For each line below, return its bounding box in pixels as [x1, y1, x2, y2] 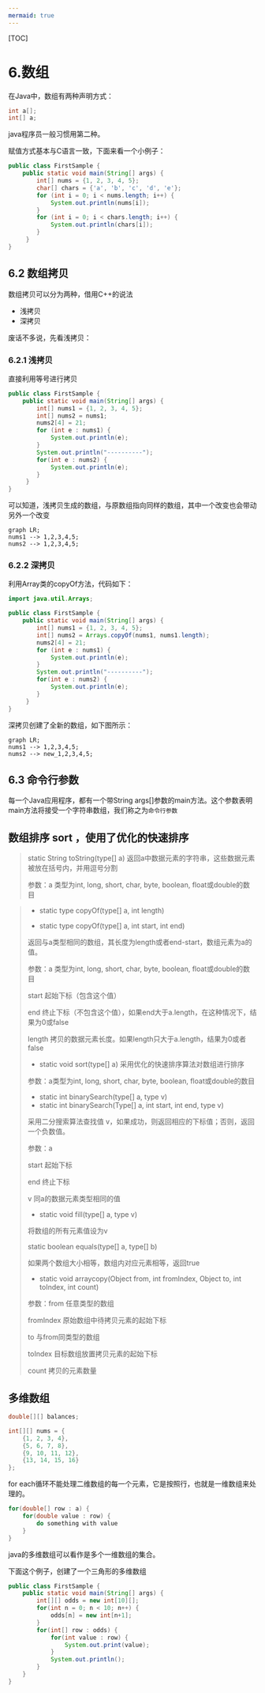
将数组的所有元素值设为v [27, 1226, 108, 1236]
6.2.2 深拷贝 [8, 560, 55, 571]
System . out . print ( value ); [64, 1641, 150, 1649]
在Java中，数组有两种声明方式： [8, 91, 114, 100]
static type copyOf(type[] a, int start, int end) [39, 921, 185, 931]
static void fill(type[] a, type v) [39, 1210, 138, 1219]
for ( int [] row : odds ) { [36, 1626, 118, 1634]
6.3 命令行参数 [8, 773, 80, 787]
